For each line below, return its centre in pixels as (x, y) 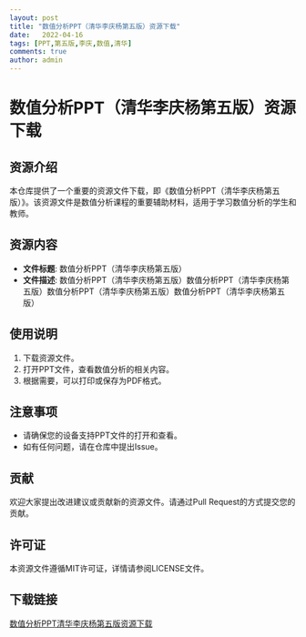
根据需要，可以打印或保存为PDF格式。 (94, 380)
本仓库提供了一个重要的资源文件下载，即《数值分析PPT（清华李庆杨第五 (145, 191)
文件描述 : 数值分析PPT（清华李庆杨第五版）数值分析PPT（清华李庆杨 (152, 279)
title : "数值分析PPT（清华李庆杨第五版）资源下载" (95, 26)
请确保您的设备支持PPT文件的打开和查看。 (102, 435)
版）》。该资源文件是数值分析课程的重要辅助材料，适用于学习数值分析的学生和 (153, 202)
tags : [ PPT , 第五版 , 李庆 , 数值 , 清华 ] (71, 43)
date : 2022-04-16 (46, 35)
